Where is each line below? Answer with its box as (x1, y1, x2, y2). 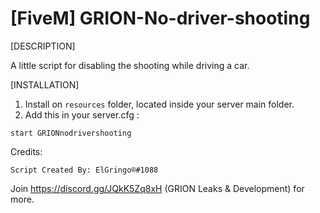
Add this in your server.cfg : (24, 108, 140, 121)
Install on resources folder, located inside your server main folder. (24, 98, 295, 110)
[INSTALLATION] (10, 78, 80, 91)
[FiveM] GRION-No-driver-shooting (10, 7, 311, 30)
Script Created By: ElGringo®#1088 (10, 165, 159, 175)
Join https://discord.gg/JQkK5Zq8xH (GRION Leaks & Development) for (10, 182, 305, 194)
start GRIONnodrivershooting (10, 128, 132, 138)
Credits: (10, 145, 43, 157)
